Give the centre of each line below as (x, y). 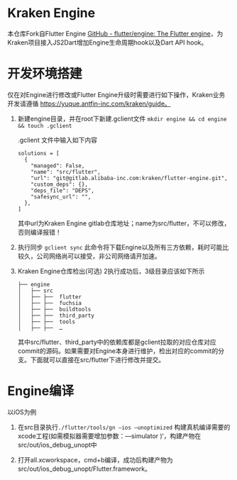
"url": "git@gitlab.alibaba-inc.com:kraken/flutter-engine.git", (129, 178)
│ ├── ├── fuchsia (49, 303)
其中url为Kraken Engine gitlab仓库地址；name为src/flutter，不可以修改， (124, 223)
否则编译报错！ (39, 232)
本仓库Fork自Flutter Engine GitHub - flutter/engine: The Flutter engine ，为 (115, 33)
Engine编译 (41, 391)
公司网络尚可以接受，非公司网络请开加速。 (99, 256)
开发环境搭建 (45, 74)
